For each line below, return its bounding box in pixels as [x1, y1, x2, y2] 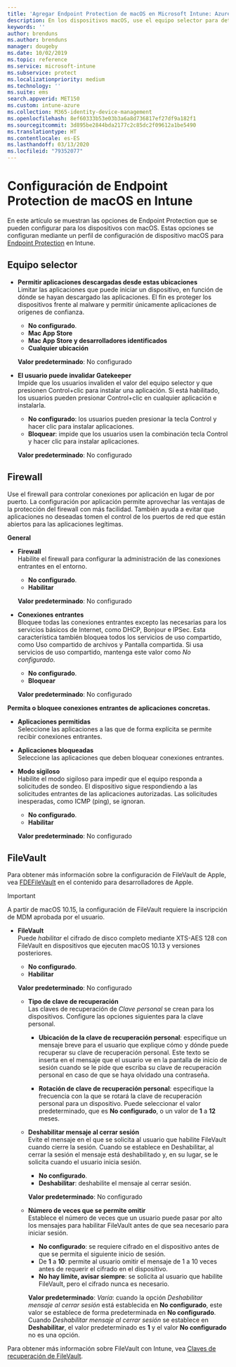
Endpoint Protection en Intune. [7, 239, 96, 247]
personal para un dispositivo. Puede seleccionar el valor [38, 1100, 202, 1108]
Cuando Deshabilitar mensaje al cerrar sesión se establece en [27, 1316, 209, 1324]
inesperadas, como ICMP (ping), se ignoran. [17, 797, 145, 805]
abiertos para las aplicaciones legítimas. [7, 519, 124, 528]
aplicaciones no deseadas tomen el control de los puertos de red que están [7, 512, 226, 521]
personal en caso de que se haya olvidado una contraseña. [38, 1071, 210, 1079]
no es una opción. [27, 1331, 81, 1340]
